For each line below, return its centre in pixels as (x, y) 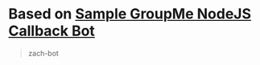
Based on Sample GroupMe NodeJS (130, 14)
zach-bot (43, 53)
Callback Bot (52, 31)
